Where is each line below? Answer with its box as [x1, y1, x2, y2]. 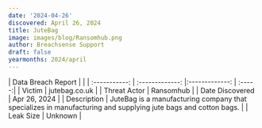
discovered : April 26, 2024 [8, 19, 102, 27]
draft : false [8, 48, 52, 56]
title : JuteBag [8, 26, 59, 34]
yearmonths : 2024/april [8, 56, 87, 64]
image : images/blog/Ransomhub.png [8, 33, 123, 42]
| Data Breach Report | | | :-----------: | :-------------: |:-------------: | [8, 77, 237, 87]
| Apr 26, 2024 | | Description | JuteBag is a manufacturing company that [8, 94, 248, 104]
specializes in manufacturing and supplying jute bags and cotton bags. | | [8, 102, 249, 111]
